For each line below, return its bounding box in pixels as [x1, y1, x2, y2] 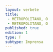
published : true [5, 26, 39, 31]
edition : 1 [5, 30, 28, 35]
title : [5, 12, 19, 17]
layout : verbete [5, 7, 39, 12]
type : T [5, 35, 21, 40]
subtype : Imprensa [5, 40, 43, 45]
